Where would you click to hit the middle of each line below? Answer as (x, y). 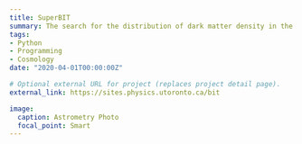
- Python (26, 43)
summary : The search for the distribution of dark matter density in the (151, 26)
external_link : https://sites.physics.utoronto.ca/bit (115, 92)
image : (22, 109)
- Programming (36, 51)
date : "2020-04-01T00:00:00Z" (66, 68)
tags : (19, 34)
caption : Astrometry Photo (68, 117)
